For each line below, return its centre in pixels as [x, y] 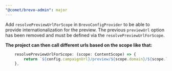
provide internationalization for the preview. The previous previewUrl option [85, 30]
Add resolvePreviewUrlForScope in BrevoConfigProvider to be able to [78, 24]
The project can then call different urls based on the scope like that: [79, 45]
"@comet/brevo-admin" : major [36, 10]
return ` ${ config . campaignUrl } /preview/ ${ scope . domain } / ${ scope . [95, 59]
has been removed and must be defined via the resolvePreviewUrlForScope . [85, 35]
